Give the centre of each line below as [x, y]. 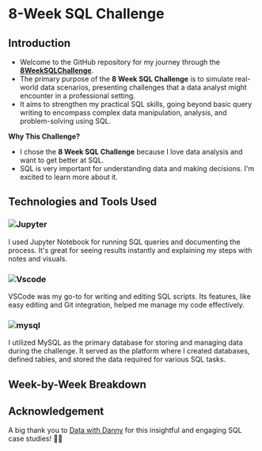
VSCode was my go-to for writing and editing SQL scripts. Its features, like [130, 296]
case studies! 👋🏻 [36, 439]
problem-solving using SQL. [65, 121]
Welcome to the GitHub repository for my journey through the [120, 62]
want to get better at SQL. [62, 160]
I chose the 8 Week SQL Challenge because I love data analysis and [131, 152]
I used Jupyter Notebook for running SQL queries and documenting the [124, 242]
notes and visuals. [38, 258]
